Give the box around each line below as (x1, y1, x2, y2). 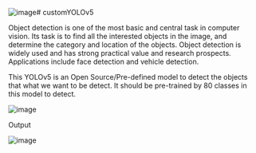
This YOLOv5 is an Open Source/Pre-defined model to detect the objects (8, 73, 248, 81)
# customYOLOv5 (36, 8, 94, 17)
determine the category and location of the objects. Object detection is (8, 40, 242, 49)
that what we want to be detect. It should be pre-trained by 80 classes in (8, 80, 247, 90)
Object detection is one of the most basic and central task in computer (8, 23, 240, 32)
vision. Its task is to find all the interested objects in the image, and (8, 32, 227, 41)
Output (8, 120, 31, 129)
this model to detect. (8, 89, 77, 99)
